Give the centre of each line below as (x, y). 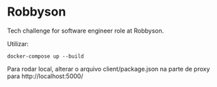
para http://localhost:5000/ (45, 76)
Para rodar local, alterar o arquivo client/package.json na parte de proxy (108, 69)
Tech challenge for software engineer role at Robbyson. (86, 31)
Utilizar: (18, 43)
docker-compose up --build (46, 56)
